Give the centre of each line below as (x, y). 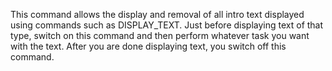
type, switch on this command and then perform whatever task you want (160, 35)
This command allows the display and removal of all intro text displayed (157, 14)
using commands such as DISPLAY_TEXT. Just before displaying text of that (167, 25)
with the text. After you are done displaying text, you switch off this (148, 46)
